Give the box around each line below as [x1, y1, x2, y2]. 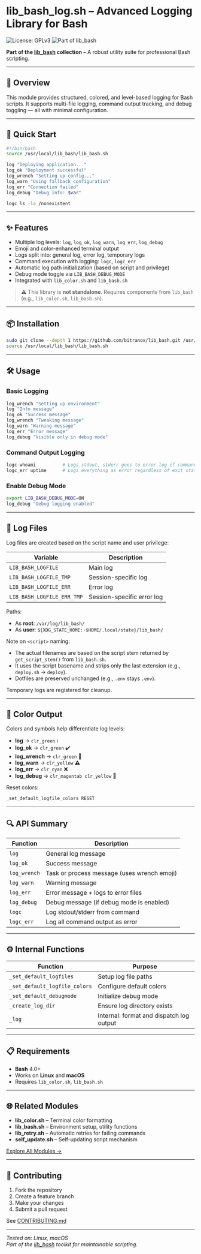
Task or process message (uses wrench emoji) [45, 869, 178, 877]
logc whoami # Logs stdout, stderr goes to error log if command [6, 462, 197, 468]
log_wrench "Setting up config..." [6, 173, 95, 179]
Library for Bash [6, 17, 88, 31]
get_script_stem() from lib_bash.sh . [14, 655, 106, 663]
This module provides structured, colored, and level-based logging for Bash [6, 94, 193, 101]
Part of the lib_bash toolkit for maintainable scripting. [6, 1241, 138, 1248]
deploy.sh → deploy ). [14, 668, 67, 675]
